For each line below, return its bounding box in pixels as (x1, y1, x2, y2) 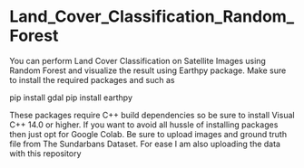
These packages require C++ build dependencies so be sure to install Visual (9, 109, 295, 120)
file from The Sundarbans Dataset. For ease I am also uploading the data (9, 138, 281, 149)
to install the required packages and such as (9, 74, 175, 85)
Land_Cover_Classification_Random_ (9, 6, 295, 27)
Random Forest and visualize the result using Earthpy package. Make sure (9, 65, 287, 76)
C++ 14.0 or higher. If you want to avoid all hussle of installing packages (9, 119, 279, 130)
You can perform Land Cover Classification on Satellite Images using (9, 55, 266, 66)
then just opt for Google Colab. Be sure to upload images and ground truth (9, 128, 288, 139)
